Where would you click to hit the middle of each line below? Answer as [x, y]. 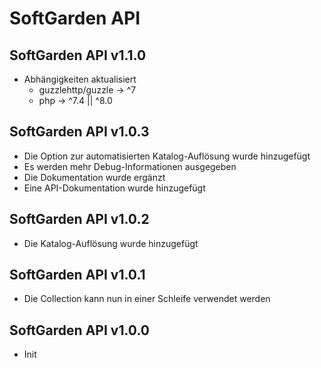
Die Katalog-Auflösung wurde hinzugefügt [111, 243]
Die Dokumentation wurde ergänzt [94, 177]
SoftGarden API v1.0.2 [79, 219]
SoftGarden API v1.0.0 [79, 330]
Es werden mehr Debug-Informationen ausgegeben [130, 166]
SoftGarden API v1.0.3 [79, 132]
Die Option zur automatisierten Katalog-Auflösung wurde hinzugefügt [167, 156]
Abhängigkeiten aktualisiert [80, 79]
